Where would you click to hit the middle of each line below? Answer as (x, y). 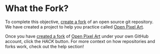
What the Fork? (37, 8)
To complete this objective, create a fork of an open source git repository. (79, 22)
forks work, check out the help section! (45, 46)
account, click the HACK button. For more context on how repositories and (80, 41)
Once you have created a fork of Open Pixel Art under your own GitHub (77, 36)
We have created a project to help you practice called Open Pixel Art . (75, 27)
